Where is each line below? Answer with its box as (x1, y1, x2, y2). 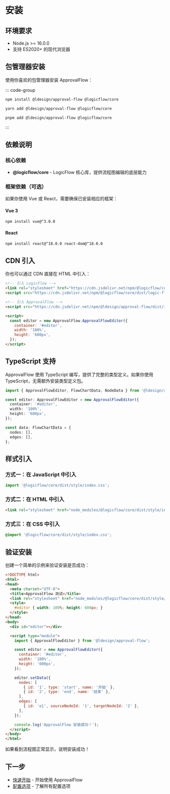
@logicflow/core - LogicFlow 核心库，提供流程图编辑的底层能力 (12, 169, 147, 176)
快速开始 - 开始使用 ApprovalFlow (12, 777, 83, 783)
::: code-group (5, 87, 35, 93)
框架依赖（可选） (5, 183, 47, 190)
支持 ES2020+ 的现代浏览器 (12, 46, 71, 52)
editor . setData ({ (14, 675, 51, 680)
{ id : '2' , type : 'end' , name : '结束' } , (23, 689, 110, 695)
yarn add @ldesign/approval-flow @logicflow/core (5, 106, 112, 111)
